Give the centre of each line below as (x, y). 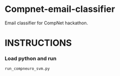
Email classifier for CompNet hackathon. (46, 23)
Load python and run (31, 59)
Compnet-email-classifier (60, 9)
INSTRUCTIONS (38, 43)
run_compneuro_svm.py (27, 69)
